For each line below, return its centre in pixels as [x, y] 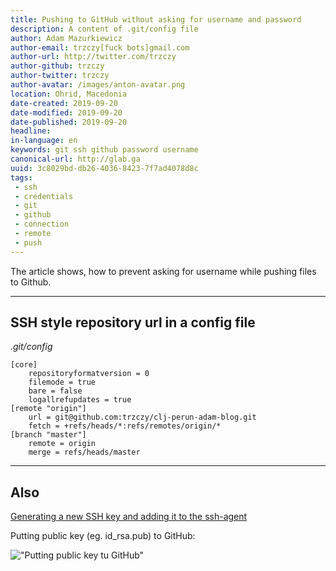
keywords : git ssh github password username [104, 150]
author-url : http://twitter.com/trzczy [93, 57]
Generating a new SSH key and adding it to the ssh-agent [129, 517]
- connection [42, 224]
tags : [21, 177]
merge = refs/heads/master [84, 452]
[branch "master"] [48, 435]
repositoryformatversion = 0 [89, 374]
